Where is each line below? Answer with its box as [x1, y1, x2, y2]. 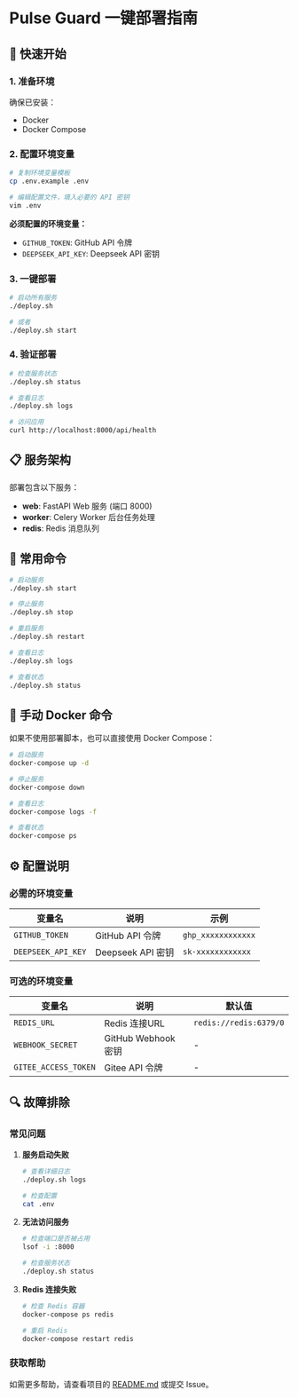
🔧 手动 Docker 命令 [9, 707, 113, 723]
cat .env [21, 1199, 55, 1208]
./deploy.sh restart [9, 632, 86, 642]
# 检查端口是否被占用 [21, 1235, 90, 1244]
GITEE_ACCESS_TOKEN [13, 1062, 96, 1072]
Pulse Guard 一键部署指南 [9, 8, 198, 28]
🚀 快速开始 [9, 46, 67, 61]
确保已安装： [9, 97, 56, 107]
